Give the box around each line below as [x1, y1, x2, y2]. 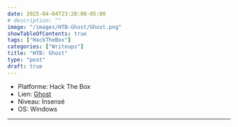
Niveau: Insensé [17, 97, 65, 106]
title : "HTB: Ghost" [7, 50, 69, 57]
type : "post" [7, 56, 46, 64]
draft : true [7, 63, 42, 70]
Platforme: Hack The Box [17, 82, 91, 90]
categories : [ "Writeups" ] [7, 43, 84, 50]
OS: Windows [17, 104, 58, 113]
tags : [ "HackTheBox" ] [7, 37, 72, 44]
